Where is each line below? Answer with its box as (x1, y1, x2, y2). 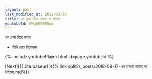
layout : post (5, 7, 32, 12)
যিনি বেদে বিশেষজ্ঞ (12, 44, 37, 50)
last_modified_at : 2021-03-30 (5, 12, 67, 17)
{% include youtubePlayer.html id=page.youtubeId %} (5, 54, 114, 60)
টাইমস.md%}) (5, 69, 29, 75)
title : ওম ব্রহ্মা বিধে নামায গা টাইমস (5, 16, 61, 21)
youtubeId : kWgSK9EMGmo (5, 21, 54, 26)
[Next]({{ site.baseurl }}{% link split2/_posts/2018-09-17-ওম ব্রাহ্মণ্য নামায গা (5, 63, 147, 69)
